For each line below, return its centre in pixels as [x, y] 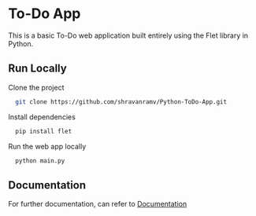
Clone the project [36, 87]
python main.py [40, 161]
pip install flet [44, 131]
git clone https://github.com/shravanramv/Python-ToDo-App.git [121, 102]
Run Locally [37, 69]
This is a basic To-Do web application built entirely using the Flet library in [128, 35]
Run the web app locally [47, 146]
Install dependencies [42, 117]
